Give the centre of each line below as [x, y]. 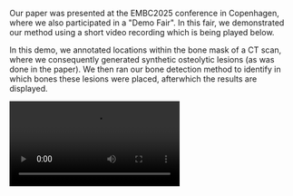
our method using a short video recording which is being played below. [142, 32]
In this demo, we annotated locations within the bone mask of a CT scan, [146, 50]
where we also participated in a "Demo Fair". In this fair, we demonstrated [147, 23]
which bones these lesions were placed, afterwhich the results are [133, 79]
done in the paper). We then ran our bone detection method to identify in [145, 69]
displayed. [29, 88]
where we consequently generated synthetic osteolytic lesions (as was [142, 59]
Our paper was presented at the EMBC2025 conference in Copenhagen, [144, 13]
